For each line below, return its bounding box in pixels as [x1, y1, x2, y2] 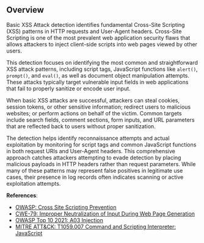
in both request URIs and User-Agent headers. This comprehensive [6, 147, 176, 154]
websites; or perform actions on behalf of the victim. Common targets [6, 109, 182, 117]
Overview [6, 5, 45, 15]
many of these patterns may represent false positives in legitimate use [6, 167, 183, 174]
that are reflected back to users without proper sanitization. [6, 122, 156, 130]
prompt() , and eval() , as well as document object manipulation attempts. [6, 71, 189, 79]
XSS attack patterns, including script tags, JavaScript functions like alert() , [6, 65, 198, 73]
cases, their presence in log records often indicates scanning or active [6, 173, 184, 181]
